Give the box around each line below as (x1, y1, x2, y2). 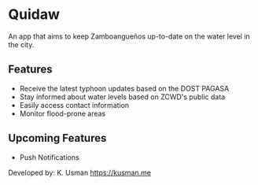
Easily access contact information (19, 100, 130, 109)
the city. (8, 39, 35, 49)
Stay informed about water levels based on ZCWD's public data (19, 92, 226, 102)
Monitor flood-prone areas (19, 109, 106, 118)
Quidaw (8, 6, 61, 24)
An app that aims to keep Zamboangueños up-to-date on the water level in (8, 31, 250, 41)
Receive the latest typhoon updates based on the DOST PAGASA (19, 83, 230, 93)
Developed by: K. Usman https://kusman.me (8, 168, 152, 177)
